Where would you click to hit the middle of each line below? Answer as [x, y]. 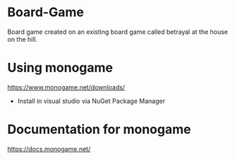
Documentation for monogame [99, 129]
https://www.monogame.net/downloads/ [66, 87]
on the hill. [23, 39]
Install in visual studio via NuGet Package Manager [91, 101]
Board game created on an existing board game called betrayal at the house [117, 32]
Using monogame [60, 68]
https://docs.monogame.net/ [49, 149]
